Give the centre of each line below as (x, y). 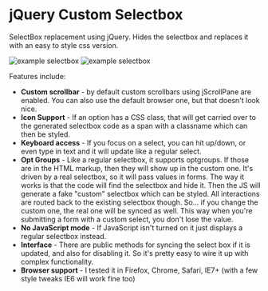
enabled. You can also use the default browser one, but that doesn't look (140, 100)
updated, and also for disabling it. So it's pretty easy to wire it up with (134, 253)
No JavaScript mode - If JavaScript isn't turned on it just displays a (132, 227)
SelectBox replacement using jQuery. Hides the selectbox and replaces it (129, 37)
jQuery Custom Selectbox (96, 15)
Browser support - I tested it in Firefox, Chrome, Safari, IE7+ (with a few (139, 270)
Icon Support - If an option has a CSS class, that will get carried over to (138, 117)
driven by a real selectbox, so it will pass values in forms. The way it (132, 177)
